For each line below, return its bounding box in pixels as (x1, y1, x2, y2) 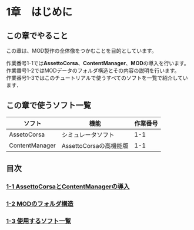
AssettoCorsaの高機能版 (61, 141, 129, 150)
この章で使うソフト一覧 (6, 100, 91, 110)
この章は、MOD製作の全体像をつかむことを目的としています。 (6, 48, 157, 54)
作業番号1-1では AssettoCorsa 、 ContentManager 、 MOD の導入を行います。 (6, 60, 189, 66)
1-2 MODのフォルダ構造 (6, 200, 73, 208)
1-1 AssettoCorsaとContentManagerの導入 (6, 182, 130, 191)
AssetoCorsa (9, 130, 45, 138)
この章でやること (6, 31, 68, 40)
